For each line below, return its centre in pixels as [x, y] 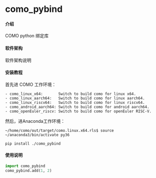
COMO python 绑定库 [27, 36]
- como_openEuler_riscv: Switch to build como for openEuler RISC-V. [78, 111]
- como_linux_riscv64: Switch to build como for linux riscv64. [75, 102]
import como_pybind [25, 166]
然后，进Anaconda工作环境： [35, 121]
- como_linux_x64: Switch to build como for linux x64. [71, 94]
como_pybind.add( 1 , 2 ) [28, 171]
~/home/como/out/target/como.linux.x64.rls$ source [59, 130]
